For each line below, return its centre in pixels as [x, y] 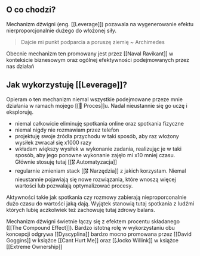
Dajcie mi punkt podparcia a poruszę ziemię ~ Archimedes [93, 42]
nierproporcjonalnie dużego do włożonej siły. [61, 30]
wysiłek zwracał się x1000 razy [53, 142]
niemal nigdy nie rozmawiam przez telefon [67, 130]
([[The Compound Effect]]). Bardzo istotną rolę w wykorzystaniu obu [90, 227]
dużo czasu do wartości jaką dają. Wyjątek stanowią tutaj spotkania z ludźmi [100, 203]
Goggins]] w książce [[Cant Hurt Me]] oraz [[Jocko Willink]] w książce [93, 240]
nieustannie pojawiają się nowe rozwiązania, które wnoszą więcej [95, 179]
